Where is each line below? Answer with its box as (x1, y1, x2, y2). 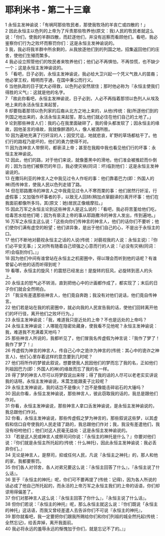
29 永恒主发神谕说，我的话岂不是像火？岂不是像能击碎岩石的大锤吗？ (5, 384, 145, 390)
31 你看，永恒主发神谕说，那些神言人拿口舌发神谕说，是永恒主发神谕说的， (5, 403, 157, 409)
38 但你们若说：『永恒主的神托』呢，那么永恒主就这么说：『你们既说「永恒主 (5, 501, 158, 507)
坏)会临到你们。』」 (5, 249, 42, 255)
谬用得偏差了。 (5, 489, 35, 495)
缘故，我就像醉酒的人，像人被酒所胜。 (35, 126, 113, 132)
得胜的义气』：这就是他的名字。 (5, 89, 68, 95)
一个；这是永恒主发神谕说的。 (5, 64, 65, 70)
